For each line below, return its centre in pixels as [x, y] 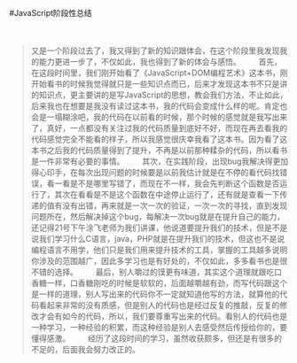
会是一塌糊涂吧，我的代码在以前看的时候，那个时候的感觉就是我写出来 [159, 117]
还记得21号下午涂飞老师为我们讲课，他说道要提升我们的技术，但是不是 [159, 228]
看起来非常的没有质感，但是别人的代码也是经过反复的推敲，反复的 [159, 305]
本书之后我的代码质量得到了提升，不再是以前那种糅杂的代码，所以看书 [159, 150]
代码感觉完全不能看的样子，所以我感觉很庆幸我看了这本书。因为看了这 [159, 139]
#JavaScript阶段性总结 [51, 13]
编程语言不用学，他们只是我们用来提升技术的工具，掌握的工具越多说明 [159, 250]
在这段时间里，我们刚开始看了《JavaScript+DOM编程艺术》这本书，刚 [159, 73]
